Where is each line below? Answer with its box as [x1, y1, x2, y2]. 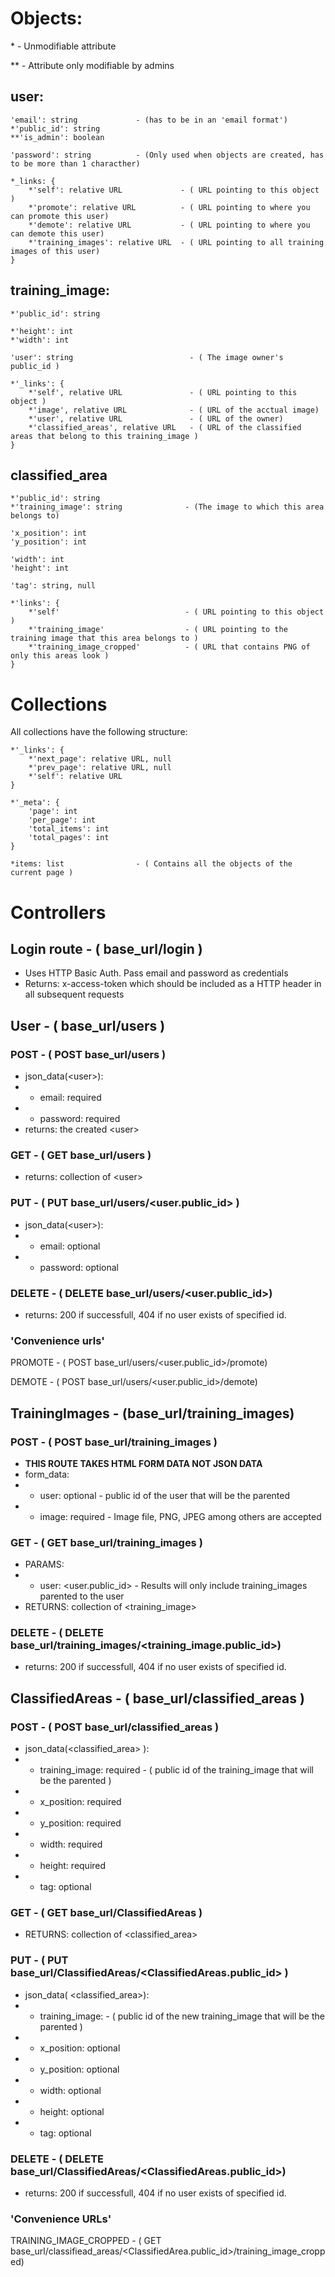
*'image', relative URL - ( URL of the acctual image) [28, 405, 320, 415]
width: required [39, 1838, 103, 1851]
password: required [39, 1113, 121, 1124]
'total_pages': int [28, 833, 110, 843]
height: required [39, 1860, 107, 1872]
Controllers [10, 901, 107, 924]
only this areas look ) [10, 651, 110, 661]
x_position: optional [39, 2042, 121, 2054]
